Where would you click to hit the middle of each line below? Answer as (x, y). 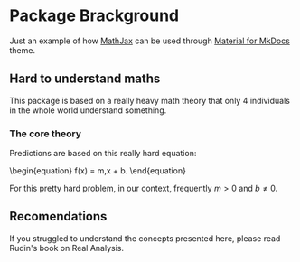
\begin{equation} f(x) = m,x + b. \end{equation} (98, 171)
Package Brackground (94, 16)
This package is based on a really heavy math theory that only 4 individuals (150, 100)
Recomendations (58, 216)
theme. (23, 50)
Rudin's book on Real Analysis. (67, 248)
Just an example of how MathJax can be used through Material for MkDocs (150, 41)
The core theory (46, 134)
